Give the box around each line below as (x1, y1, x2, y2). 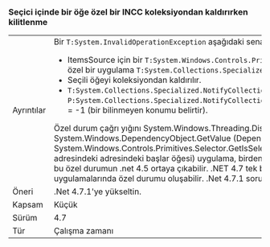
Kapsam (12, 200, 43, 211)
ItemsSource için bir (67, 55, 143, 66)
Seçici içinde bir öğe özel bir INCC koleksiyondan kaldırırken (8, 6, 248, 18)
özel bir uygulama (67, 64, 135, 76)
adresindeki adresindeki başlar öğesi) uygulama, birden (53, 153, 263, 164)
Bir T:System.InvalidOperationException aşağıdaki (53, 36, 245, 47)
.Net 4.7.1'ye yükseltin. (53, 186, 142, 197)
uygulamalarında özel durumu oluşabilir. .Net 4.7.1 (53, 173, 244, 184)
